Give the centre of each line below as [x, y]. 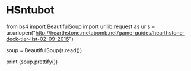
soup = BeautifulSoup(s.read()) [44, 50]
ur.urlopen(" [21, 32]
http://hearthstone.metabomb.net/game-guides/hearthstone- [110, 32]
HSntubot [30, 10]
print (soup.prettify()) [32, 62]
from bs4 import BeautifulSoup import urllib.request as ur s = [81, 26]
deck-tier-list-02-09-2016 [38, 39]
